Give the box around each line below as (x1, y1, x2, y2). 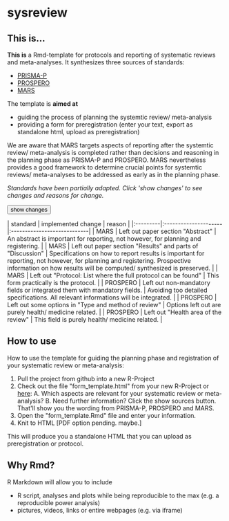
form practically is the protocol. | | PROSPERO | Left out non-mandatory (7, 279, 210, 286)
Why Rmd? (7, 459, 55, 471)
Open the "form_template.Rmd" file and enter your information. (17, 411, 197, 419)
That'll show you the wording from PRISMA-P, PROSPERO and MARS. (17, 403, 215, 412)
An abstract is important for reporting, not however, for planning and (7, 235, 201, 243)
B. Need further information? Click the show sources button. (45, 396, 217, 405)
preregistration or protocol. (7, 439, 84, 448)
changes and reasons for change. (7, 192, 104, 199)
